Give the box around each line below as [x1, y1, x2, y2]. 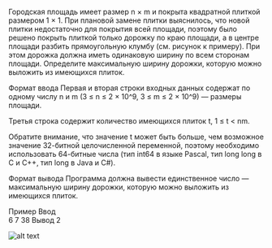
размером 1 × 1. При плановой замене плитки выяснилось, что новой [8, 15, 250, 25]
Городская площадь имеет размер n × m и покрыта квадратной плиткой [8, 7, 261, 16]
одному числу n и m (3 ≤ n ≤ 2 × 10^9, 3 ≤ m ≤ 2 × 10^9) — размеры [8, 92, 242, 101]
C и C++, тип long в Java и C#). [8, 158, 116, 168]
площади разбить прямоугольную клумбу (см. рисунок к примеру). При [8, 41, 261, 51]
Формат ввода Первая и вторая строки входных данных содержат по [8, 83, 251, 93]
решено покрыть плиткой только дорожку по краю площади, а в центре [8, 33, 260, 42]
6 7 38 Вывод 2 [8, 215, 61, 224]
